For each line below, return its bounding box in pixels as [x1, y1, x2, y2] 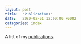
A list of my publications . [5, 34, 54, 40]
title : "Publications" [5, 12, 53, 16]
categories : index [5, 20, 42, 26]
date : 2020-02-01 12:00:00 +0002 [5, 16, 77, 21]
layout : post [5, 7, 31, 12]
